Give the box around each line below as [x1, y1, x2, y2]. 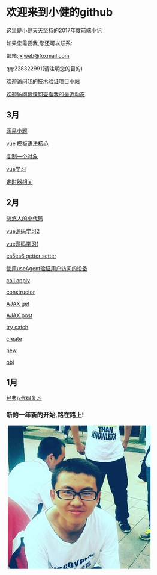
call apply [6, 276, 31, 284]
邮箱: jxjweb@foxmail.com [6, 52, 70, 59]
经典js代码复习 [6, 394, 42, 402]
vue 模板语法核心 [6, 140, 49, 147]
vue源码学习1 [6, 240, 39, 247]
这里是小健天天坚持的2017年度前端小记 [6, 26, 102, 34]
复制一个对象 [6, 152, 38, 160]
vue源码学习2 [6, 227, 40, 235]
